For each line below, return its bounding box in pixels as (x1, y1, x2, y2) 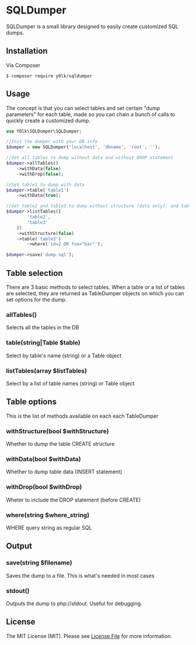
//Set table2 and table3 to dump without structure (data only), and (6, 203, 179, 209)
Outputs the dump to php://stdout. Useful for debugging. (6, 600, 142, 607)
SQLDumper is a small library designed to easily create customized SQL (6, 23, 179, 30)
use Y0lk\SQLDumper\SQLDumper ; (6, 128, 82, 134)
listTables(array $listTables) (6, 367, 87, 375)
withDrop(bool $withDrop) (6, 483, 82, 491)
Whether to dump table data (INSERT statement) (6, 468, 123, 475)
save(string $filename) (6, 559, 72, 567)
